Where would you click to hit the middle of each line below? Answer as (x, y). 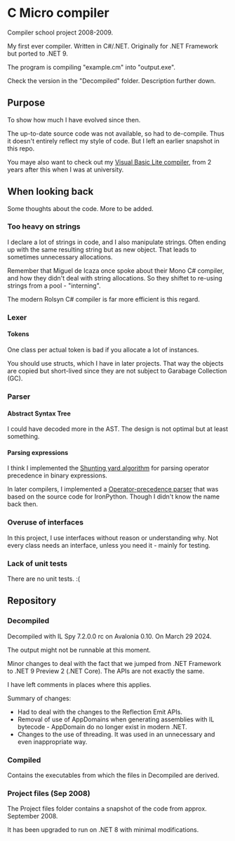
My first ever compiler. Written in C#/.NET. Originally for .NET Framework (113, 46)
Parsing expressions (38, 452)
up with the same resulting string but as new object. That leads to (102, 249)
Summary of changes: (39, 698)
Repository (32, 601)
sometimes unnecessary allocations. (60, 257)
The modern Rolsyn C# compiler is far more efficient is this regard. (103, 299)
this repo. (21, 148)
